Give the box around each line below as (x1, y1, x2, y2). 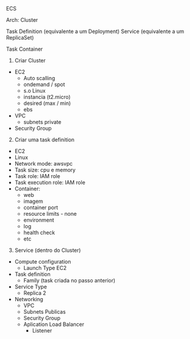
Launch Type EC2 (23, 265, 67, 271)
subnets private (23, 119, 62, 126)
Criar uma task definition (14, 136, 75, 143)
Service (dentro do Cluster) (14, 247, 81, 254)
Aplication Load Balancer (23, 321, 84, 328)
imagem (23, 198, 44, 205)
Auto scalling (23, 75, 55, 81)
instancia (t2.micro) (23, 94, 71, 100)
